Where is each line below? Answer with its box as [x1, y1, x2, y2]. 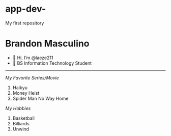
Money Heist [12, 90, 40, 96]
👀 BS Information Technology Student [12, 60, 92, 66]
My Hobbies [5, 105, 31, 111]
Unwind [12, 126, 30, 132]
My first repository [5, 20, 44, 26]
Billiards [12, 120, 30, 126]
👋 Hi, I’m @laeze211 [12, 55, 53, 61]
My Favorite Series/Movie [5, 74, 60, 80]
